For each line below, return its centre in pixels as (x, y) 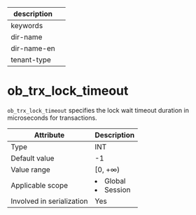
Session (118, 190)
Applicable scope (40, 185)
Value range (30, 169)
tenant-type (31, 60)
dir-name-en (33, 48)
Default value (33, 158)
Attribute (49, 134)
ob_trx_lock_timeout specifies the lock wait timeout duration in (98, 110)
